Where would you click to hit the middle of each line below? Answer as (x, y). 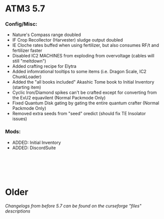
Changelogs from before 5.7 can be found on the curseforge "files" (73, 206)
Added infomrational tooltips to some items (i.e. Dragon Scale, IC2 (79, 72)
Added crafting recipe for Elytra (44, 66)
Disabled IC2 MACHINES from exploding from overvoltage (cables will (83, 56)
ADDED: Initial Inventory (36, 142)
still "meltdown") (29, 61)
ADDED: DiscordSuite (34, 148)
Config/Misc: (21, 24)
